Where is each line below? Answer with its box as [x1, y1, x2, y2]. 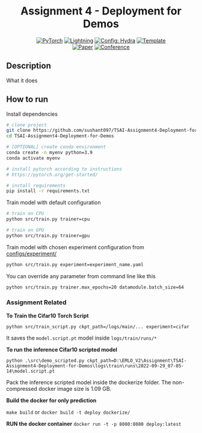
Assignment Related [6, 298, 67, 307]
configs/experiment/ [6, 250, 57, 257]
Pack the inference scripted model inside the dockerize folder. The [6, 378, 171, 386]
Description [6, 61, 51, 71]
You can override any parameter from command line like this [6, 272, 156, 279]
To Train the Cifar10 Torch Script [6, 312, 89, 319]
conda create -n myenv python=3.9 [6, 149, 93, 156]
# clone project [6, 122, 47, 128]
